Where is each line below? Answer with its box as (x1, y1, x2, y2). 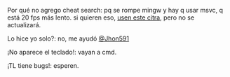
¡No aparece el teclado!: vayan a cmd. (7, 48, 117, 56)
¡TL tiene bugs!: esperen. (7, 62, 79, 69)
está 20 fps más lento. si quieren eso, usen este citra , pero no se (7, 13, 195, 22)
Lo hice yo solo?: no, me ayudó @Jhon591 (7, 34, 130, 43)
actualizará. (7, 21, 41, 29)
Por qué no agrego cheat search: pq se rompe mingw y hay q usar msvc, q (7, 6, 223, 14)
